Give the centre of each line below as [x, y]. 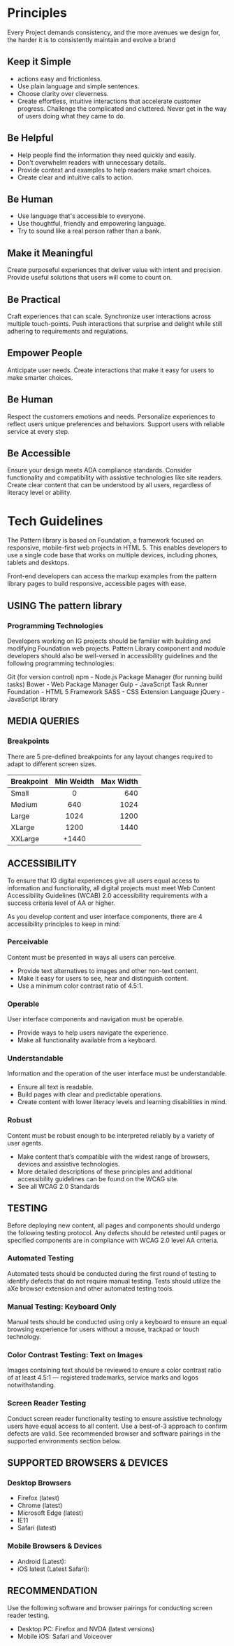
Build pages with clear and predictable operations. [90, 1094]
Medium [24, 804]
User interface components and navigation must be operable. [96, 1019]
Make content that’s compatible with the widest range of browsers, [114, 1156]
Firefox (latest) [38, 1498]
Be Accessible [39, 454]
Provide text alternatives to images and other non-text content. [108, 971]
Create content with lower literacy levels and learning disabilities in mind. [122, 1102]
